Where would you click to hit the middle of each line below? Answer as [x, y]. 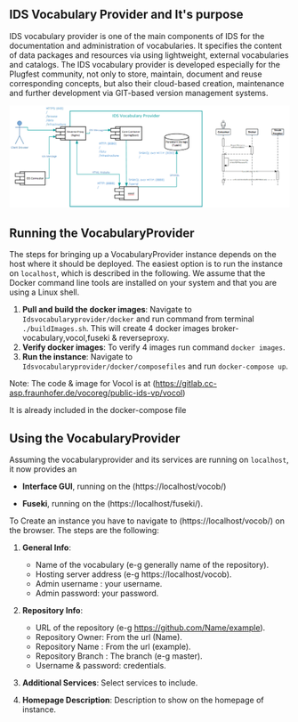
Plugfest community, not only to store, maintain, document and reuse [136, 74]
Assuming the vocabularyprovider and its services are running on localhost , [149, 459]
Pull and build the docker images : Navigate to [107, 310]
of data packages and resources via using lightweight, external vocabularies [149, 55]
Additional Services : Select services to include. [110, 683]
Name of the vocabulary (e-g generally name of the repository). [152, 565]
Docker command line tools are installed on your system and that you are [143, 283]
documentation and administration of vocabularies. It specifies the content [146, 45]
